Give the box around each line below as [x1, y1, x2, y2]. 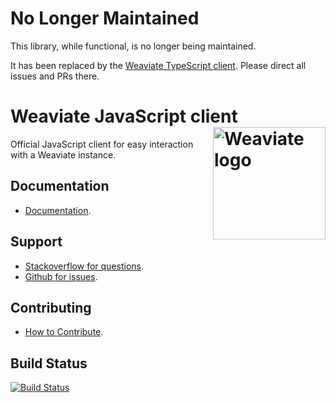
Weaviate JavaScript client [10, 105, 238, 128]
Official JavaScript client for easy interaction [10, 138, 194, 150]
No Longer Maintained [10, 7, 200, 30]
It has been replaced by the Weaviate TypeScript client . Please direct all [10, 59, 307, 71]
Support [10, 233, 63, 251]
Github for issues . [24, 270, 98, 282]
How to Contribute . [24, 326, 104, 338]
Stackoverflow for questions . [24, 260, 144, 272]
